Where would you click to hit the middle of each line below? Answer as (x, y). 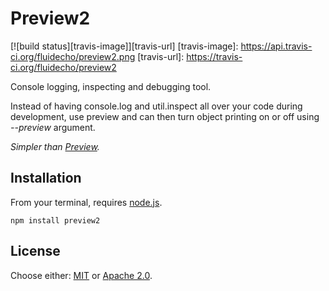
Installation (46, 178)
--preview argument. (53, 127)
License (35, 251)
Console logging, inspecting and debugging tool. (111, 86)
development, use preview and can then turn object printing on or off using (165, 116)
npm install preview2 (55, 220)
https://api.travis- (276, 46)
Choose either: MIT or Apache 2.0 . (81, 275)
